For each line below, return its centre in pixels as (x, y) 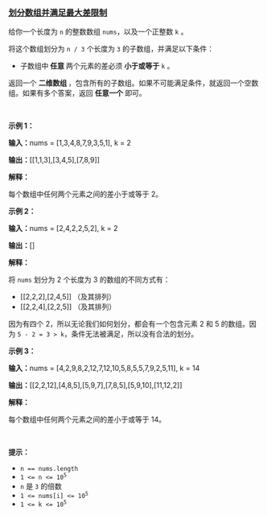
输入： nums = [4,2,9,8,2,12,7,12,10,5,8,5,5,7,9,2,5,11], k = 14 (104, 369)
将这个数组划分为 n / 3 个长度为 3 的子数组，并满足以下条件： (111, 49)
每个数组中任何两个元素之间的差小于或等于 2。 (86, 194)
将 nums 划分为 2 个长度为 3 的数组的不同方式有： (89, 280)
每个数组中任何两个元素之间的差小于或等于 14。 (87, 419)
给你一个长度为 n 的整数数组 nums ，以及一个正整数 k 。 (98, 32)
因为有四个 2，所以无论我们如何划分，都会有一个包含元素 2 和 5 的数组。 (129, 324)
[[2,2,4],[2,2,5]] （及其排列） (68, 307)
